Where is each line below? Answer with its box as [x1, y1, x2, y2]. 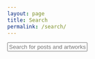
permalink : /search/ [7, 23, 67, 30]
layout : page [7, 10, 45, 17]
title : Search [7, 17, 49, 24]
